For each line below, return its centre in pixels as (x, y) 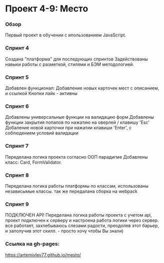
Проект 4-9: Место (47, 9)
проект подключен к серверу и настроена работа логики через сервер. (82, 221)
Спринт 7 (17, 146)
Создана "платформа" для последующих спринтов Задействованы (77, 59)
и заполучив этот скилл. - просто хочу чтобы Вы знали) (64, 231)
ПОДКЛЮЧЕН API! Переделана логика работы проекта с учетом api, (79, 215)
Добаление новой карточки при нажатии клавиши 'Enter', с (69, 128)
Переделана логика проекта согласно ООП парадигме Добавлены (77, 157)
